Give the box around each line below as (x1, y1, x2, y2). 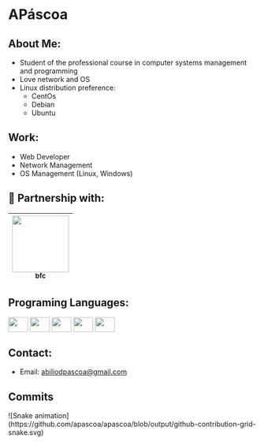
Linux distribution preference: (19, 83, 116, 92)
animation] (34, 411, 69, 421)
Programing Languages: (8, 296, 129, 309)
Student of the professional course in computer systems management (19, 58, 247, 67)
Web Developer (19, 151, 71, 161)
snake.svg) (8, 428, 44, 437)
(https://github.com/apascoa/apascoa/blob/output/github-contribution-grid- (8, 420, 256, 429)
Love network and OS (19, 75, 91, 84)
